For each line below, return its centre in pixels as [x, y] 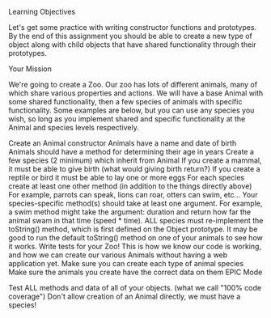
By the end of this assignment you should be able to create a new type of [130, 36]
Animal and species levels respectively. [74, 127]
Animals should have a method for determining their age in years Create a [131, 152]
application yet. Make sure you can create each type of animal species [126, 263]
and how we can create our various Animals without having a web [118, 255]
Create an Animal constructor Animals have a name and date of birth [123, 143]
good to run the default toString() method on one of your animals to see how [135, 237]
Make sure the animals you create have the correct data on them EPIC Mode [135, 272]
